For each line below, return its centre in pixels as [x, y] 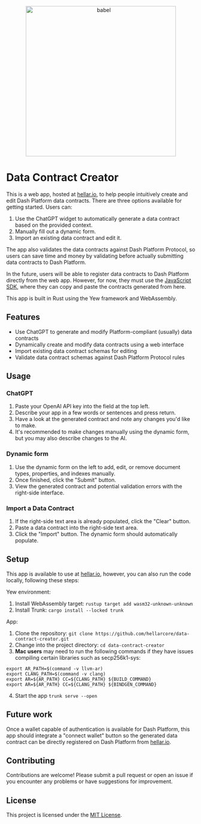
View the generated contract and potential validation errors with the [98, 486]
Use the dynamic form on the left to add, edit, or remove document [97, 467]
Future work [29, 715]
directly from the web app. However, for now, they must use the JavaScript [99, 280]
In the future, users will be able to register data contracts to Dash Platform [97, 274]
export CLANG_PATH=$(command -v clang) [56, 674]
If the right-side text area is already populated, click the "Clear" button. [103, 521]
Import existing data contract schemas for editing [76, 351]
